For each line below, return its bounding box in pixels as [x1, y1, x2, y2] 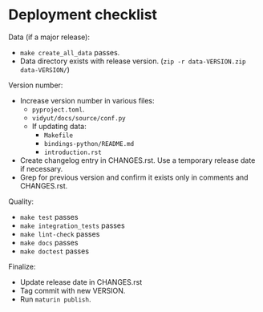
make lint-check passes [19, 229, 100, 238]
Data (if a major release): [8, 32, 91, 42]
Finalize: [8, 261, 36, 271]
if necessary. [19, 164, 63, 173]
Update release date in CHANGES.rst [19, 277, 143, 286]
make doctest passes [19, 246, 90, 256]
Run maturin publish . [19, 294, 91, 304]
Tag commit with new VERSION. [19, 286, 126, 295]
